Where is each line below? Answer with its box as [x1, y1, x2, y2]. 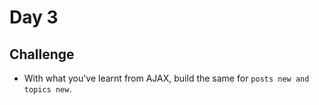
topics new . [23, 83, 72, 95]
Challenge [9, 46, 75, 63]
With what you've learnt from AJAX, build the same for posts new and [23, 72, 310, 84]
